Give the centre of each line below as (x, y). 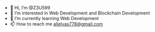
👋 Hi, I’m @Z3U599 (30, 8)
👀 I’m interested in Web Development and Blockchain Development (80, 13)
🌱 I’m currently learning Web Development (54, 18)
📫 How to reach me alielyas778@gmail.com (56, 24)
